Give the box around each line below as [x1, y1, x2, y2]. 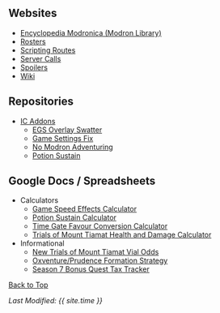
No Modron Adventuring [32, 142, 113, 152]
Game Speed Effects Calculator [32, 204, 137, 214]
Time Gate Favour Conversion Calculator [32, 221, 168, 231]
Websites [8, 6, 57, 20]
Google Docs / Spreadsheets [8, 174, 156, 188]
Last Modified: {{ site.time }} [8, 296, 104, 306]
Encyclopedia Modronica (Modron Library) [19, 28, 162, 37]
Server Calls [19, 54, 61, 63]
